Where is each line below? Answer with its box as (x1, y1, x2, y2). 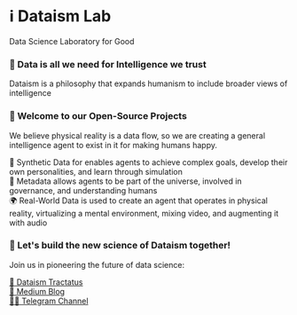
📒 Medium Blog (9, 286, 65, 296)
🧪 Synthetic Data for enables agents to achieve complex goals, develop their (9, 156, 288, 168)
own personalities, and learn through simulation (9, 166, 184, 177)
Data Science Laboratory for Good (9, 35, 135, 46)
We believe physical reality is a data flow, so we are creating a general (9, 130, 266, 141)
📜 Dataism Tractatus (9, 276, 83, 287)
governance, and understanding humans (9, 185, 158, 195)
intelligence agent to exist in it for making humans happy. (9, 139, 217, 150)
